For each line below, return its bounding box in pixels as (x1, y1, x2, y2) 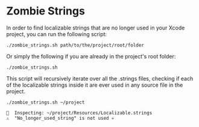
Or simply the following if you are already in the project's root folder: (6, 52, 176, 60)
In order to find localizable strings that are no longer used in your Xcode (6, 24, 185, 31)
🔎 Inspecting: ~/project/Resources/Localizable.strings (6, 110, 153, 116)
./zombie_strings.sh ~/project (6, 99, 85, 105)
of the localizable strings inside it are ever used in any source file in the (6, 81, 183, 88)
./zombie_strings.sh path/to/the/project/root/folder (6, 42, 145, 48)
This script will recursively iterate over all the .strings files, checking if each (6, 75, 194, 82)
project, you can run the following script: (6, 30, 107, 37)
